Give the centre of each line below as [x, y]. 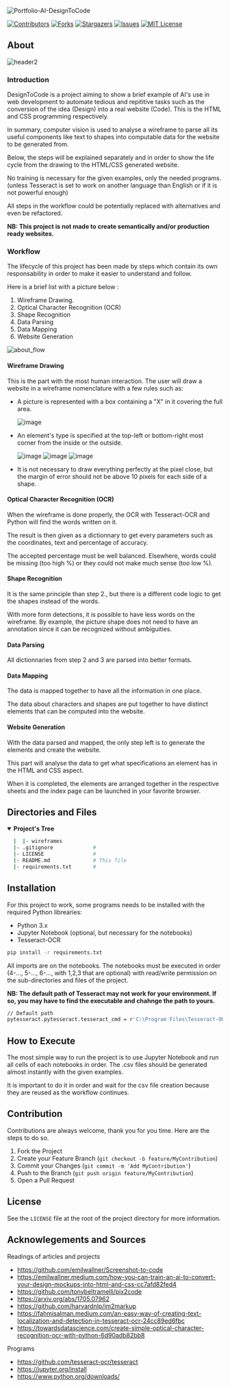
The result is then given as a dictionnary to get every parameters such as [110, 535]
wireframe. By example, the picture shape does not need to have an [103, 622]
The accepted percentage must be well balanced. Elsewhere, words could [112, 556]
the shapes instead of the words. [53, 601]
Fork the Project [40, 1151]
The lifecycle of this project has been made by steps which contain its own [112, 267]
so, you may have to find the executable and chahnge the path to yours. [111, 1001]
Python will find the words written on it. [62, 521]
